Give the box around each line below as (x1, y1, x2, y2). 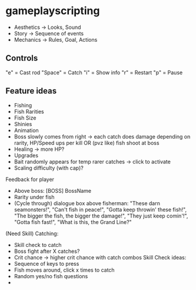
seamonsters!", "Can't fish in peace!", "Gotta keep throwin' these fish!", (14, 206, 187, 213)
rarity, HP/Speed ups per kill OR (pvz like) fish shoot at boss (14, 139, 160, 146)
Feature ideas (5, 86, 57, 96)
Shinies (14, 120, 32, 127)
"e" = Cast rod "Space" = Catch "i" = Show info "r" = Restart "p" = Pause (5, 69, 183, 76)
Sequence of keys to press (14, 260, 79, 267)
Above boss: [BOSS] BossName (14, 187, 92, 194)
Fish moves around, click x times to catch (14, 266, 115, 273)
